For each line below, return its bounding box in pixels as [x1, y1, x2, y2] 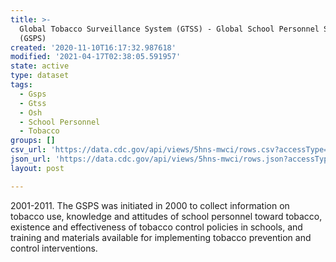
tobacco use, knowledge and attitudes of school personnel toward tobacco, [10, 210, 323, 222]
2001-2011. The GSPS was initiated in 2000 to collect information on [10, 199, 290, 211]
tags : [10, 80, 33, 90]
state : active [10, 61, 70, 71]
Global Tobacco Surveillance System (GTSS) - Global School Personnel [19, 24, 320, 34]
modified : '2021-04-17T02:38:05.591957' [10, 52, 182, 62]
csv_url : [10, 145, 47, 155]
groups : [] [10, 136, 56, 146]
